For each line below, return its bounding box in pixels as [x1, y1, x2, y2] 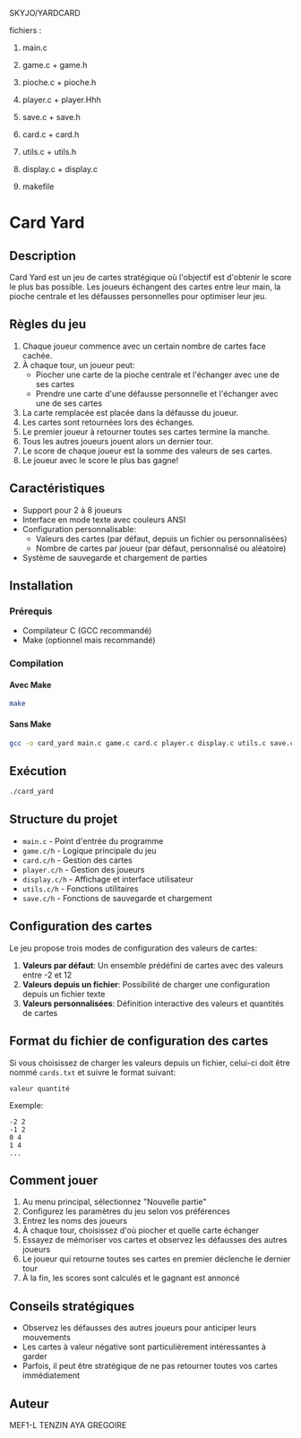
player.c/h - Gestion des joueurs [21, 864, 145, 874]
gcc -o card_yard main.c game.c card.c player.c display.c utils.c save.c [9, 738, 295, 747]
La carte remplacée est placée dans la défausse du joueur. [21, 407, 239, 418]
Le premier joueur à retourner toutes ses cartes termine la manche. [21, 426, 271, 437]
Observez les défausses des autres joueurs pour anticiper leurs [21, 1322, 257, 1333]
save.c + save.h [21, 112, 81, 122]
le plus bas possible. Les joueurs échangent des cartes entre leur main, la [9, 281, 281, 292]
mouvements [21, 1332, 72, 1343]
